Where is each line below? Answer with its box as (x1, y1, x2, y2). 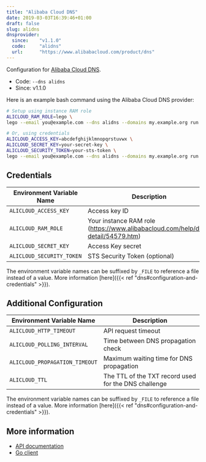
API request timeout (103, 326, 161, 335)
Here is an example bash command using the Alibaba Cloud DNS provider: (6, 96, 194, 103)
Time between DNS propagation (103, 337, 196, 345)
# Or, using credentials (6, 130, 70, 137)
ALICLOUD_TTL (9, 377, 48, 383)
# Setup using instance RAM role (6, 108, 92, 114)
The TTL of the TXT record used (103, 372, 196, 380)
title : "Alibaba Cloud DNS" (6, 9, 78, 15)
